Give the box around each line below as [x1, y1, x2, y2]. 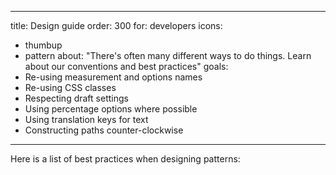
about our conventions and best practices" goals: [24, 61, 229, 72]
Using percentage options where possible [24, 103, 198, 115]
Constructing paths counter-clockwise [24, 124, 184, 136]
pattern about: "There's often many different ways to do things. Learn [24, 50, 312, 61]
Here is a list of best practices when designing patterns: [10, 153, 241, 165]
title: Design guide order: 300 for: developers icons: [10, 20, 223, 31]
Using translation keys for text [24, 114, 149, 125]
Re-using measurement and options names [24, 71, 203, 83]
